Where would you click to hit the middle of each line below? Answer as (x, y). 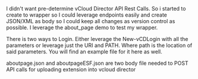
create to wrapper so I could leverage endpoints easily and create (87, 15)
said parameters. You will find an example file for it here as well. (84, 52)
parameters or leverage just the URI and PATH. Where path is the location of (99, 45)
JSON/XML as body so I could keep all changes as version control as (91, 21)
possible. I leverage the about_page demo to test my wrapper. (82, 27)
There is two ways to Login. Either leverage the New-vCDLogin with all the (97, 39)
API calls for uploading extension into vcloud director (71, 69)
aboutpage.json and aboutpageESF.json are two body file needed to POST (97, 63)
